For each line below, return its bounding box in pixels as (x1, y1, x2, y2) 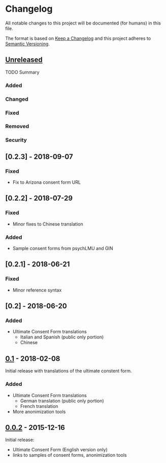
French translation (20, 403, 58, 409)
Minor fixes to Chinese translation (12, 221, 83, 227)
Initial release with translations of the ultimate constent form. (5, 368, 132, 374)
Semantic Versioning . (5, 40, 50, 46)
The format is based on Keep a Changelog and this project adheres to (5, 35, 151, 41)
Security (5, 136, 27, 143)
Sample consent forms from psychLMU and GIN (12, 246, 113, 252)
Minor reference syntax (12, 287, 62, 293)
